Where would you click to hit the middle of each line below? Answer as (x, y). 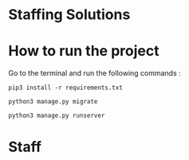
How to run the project (84, 51)
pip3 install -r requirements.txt (66, 88)
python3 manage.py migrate (53, 102)
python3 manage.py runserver (57, 116)
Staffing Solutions (69, 15)
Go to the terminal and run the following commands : (94, 73)
